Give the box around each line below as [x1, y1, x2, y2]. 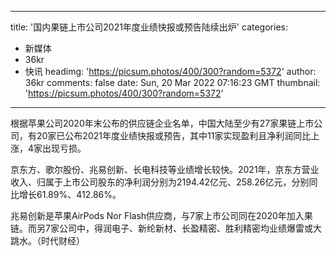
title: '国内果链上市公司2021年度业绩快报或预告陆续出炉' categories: [10, 21, 288, 33]
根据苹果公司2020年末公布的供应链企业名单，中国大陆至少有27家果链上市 [10, 117, 315, 129]
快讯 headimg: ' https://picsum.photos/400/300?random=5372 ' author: [24, 66, 317, 77]
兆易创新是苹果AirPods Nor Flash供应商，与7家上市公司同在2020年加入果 [10, 210, 313, 221]
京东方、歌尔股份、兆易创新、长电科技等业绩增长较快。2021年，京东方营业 [10, 164, 320, 175]
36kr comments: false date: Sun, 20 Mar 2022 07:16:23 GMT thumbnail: [24, 77, 321, 88]
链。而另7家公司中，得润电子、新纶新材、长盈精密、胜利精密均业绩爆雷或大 [10, 222, 322, 234]
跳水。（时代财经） [10, 235, 85, 246]
